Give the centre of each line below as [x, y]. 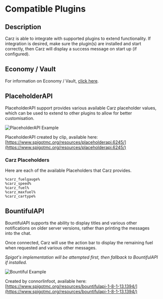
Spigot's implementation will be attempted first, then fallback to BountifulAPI [81, 257]
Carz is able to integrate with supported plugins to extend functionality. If [78, 38]
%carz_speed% [18, 183]
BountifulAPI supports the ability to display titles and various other [71, 223]
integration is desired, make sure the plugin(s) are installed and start [73, 44]
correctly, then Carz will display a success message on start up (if [71, 49]
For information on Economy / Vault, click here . [52, 81]
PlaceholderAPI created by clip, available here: [51, 137]
